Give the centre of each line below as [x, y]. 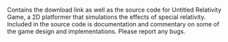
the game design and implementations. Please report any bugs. [97, 31]
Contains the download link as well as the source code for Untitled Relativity [114, 10]
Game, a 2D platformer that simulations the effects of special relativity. [106, 17]
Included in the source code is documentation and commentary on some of [113, 24]
